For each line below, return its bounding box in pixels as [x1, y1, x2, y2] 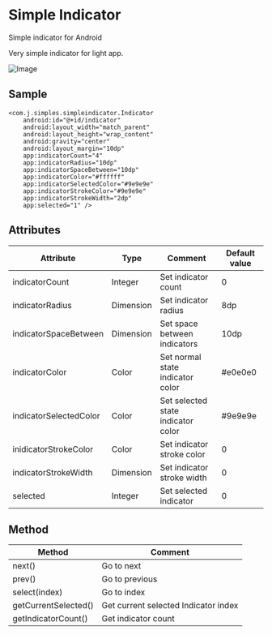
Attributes [8, 223, 61, 237]
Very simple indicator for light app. [8, 48, 124, 58]
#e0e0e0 [221, 367, 257, 378]
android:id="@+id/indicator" [23, 116, 121, 124]
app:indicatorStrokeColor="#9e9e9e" [23, 187, 147, 195]
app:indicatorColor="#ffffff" [23, 173, 125, 181]
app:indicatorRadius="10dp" [23, 158, 117, 167]
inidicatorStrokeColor [12, 444, 94, 455]
